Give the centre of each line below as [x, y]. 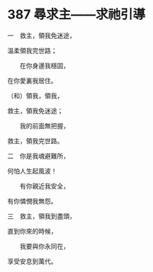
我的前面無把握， [44, 125]
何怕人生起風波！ [32, 171]
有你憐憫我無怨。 [32, 201]
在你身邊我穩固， [44, 65]
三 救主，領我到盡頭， [41, 216]
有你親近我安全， [44, 186]
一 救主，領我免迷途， [41, 35]
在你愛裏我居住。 [32, 80]
